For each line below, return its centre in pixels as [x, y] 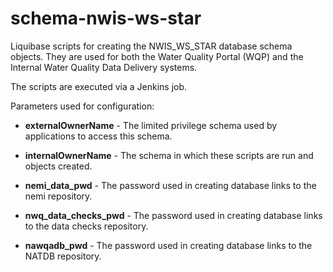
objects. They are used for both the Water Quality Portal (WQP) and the [157, 56]
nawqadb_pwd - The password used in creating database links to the [168, 245]
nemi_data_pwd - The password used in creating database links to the [170, 185]
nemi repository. [58, 196]
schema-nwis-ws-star [106, 18]
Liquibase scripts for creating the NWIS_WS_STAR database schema [151, 46]
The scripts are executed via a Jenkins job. [99, 86]
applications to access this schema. [98, 136]
